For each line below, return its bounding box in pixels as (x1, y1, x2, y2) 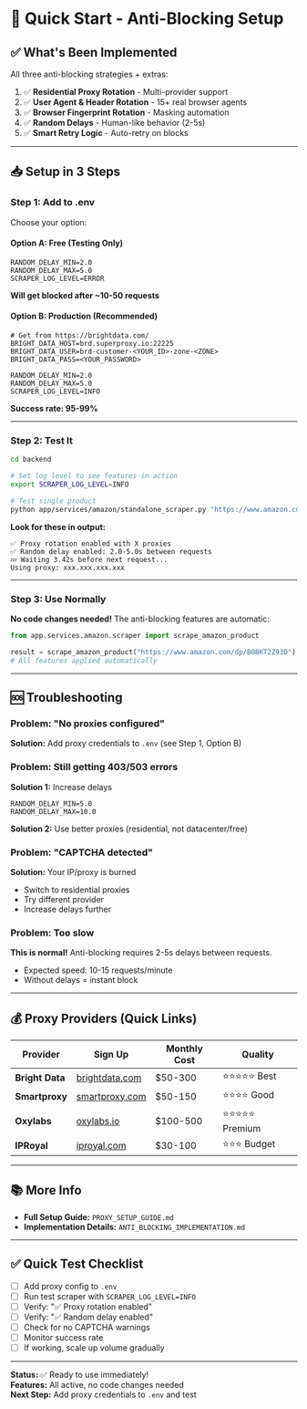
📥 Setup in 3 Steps (10, 164, 121, 180)
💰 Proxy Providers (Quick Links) (10, 1010, 198, 1026)
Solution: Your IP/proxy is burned (10, 866, 137, 877)
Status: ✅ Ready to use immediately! (10, 1369, 149, 1381)
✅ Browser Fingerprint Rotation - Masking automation (23, 107, 230, 118)
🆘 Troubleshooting (10, 690, 123, 705)
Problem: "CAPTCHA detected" (10, 846, 154, 859)
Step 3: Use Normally (10, 592, 107, 605)
